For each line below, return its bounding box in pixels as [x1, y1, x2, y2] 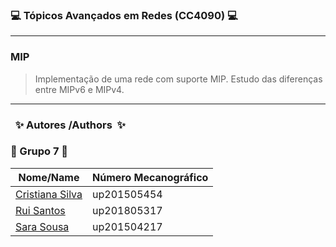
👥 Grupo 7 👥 [10, 144, 69, 158]
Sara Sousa [15, 219, 70, 233]
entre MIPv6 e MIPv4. [34, 83, 125, 95]
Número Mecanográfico [92, 170, 209, 184]
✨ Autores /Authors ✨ [14, 118, 127, 132]
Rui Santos [15, 203, 66, 217]
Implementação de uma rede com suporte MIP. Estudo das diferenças [34, 73, 323, 85]
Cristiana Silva [15, 187, 83, 201]
